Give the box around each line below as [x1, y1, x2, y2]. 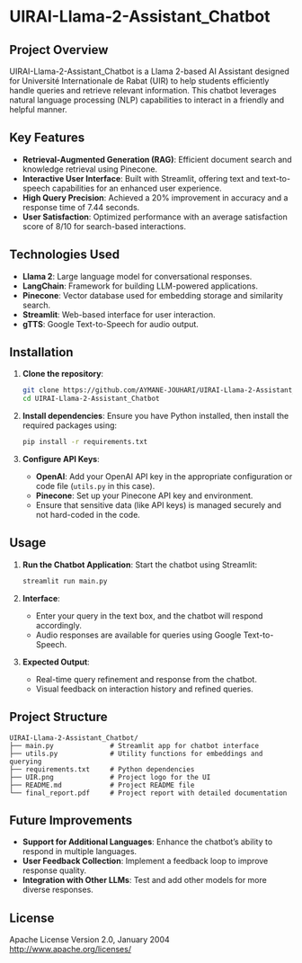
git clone [22, 386, 60, 395]
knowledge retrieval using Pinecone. [22, 164, 158, 174]
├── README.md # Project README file [9, 780, 195, 789]
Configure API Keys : [22, 454, 101, 465]
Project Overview [9, 42, 109, 58]
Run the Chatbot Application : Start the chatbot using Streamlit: [22, 559, 258, 570]
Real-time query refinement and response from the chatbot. [35, 673, 258, 684]
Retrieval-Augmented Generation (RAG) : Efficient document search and [22, 154, 292, 165]
